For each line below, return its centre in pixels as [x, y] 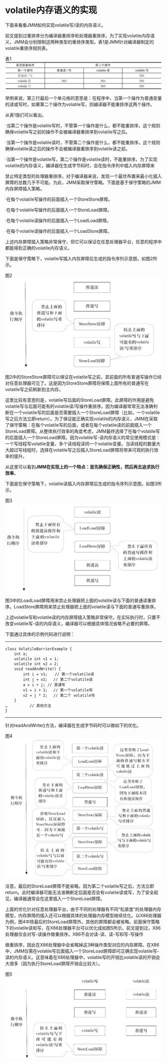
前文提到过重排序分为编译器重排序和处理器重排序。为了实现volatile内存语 [80, 35]
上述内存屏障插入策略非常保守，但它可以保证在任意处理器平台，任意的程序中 [83, 242]
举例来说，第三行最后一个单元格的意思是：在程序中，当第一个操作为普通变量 [83, 98]
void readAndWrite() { [38, 669]
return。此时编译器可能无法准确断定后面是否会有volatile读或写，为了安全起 [82, 893]
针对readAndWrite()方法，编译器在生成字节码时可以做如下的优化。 [73, 725]
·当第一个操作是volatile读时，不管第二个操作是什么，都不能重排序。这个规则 [83, 142]
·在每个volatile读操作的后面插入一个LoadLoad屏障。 [58, 220]
